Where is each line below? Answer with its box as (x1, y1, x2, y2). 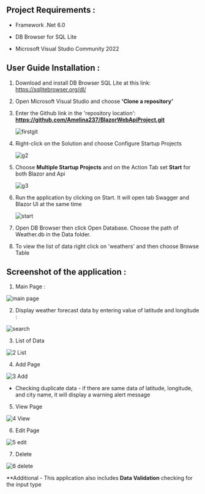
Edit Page (15, 426, 40, 434)
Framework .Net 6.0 (15, 21, 65, 28)
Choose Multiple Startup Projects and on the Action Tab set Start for (15, 163, 191, 171)
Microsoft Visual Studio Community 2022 (15, 45, 119, 52)
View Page (15, 403, 43, 411)
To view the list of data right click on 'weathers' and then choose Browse (15, 242, 199, 250)
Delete (15, 450, 32, 458)
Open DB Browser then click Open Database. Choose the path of (15, 224, 179, 231)
